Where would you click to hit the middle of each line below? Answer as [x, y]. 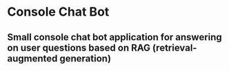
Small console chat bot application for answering [114, 37]
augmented [32, 58]
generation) [86, 58]
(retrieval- [175, 47]
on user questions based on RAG [79, 47]
